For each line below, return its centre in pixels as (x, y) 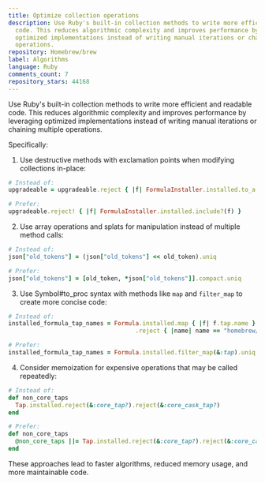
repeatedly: (38, 376)
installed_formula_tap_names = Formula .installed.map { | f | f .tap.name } (132, 324)
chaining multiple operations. (55, 129)
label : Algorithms (38, 60)
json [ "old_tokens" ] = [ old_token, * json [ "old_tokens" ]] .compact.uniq (125, 278)
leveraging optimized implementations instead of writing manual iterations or (132, 121)
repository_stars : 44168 (49, 81)
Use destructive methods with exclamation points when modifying (127, 159)
